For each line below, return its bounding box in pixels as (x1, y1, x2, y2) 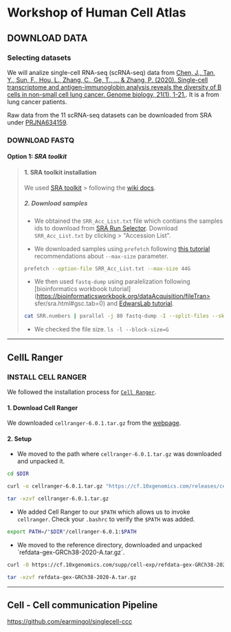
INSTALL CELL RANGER (7, 372, 87, 382)
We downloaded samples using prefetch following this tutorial (34, 244, 210, 252)
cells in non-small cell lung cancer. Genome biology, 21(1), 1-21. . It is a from (7, 90, 220, 98)
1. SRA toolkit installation (23, 168, 97, 176)
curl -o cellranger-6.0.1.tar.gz (7, 483, 103, 490)
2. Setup (7, 435, 32, 443)
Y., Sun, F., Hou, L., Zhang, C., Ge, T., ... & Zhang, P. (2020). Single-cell (7, 76, 208, 84)
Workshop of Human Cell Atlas (7, 5, 186, 21)
